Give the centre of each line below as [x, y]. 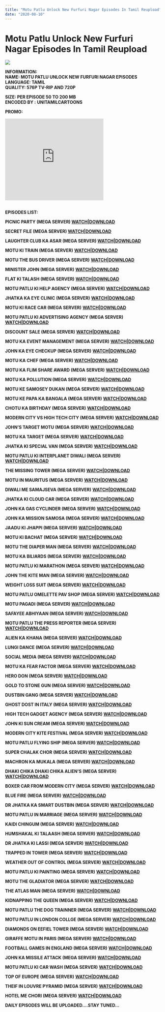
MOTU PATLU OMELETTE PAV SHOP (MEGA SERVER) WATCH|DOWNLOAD [82, 594]
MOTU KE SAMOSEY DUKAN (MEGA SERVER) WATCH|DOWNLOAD [75, 389]
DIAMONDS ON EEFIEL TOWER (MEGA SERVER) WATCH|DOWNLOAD [77, 929]
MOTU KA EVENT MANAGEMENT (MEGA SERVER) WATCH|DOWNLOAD [80, 341]
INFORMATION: [21, 72]
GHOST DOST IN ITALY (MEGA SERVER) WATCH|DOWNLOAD [69, 705]
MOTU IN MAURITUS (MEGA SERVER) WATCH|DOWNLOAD [67, 480]
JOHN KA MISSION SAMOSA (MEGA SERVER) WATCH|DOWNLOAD [75, 518]
